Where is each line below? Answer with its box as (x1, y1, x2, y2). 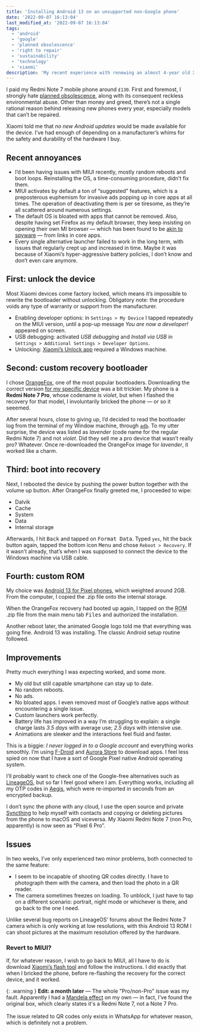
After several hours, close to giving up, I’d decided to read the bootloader (6, 415, 186, 423)
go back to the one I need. (14, 904, 80, 911)
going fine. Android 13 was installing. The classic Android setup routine (6, 629, 180, 636)
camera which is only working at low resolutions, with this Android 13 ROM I (6, 922, 192, 929)
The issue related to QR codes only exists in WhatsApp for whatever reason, (6, 1013, 193, 1020)
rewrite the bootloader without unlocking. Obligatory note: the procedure (6, 296, 185, 304)
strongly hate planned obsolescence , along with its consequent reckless (6, 92, 183, 99)
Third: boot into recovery (6, 465, 101, 475)
